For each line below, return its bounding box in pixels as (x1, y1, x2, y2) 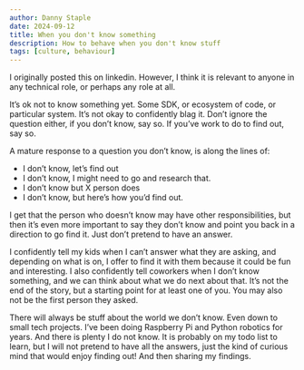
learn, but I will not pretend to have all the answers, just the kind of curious (9, 341, 289, 352)
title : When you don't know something (9, 30, 156, 39)
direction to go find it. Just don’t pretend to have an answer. (9, 229, 233, 240)
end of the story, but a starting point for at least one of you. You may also (9, 285, 283, 296)
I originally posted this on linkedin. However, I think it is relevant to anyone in (9, 72, 295, 83)
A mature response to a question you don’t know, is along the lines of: (9, 146, 270, 157)
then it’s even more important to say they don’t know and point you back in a (9, 219, 295, 230)
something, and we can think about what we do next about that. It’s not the (9, 276, 289, 287)
